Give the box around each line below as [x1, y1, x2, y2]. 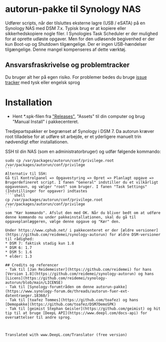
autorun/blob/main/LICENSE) [5, 280, 63, 285]
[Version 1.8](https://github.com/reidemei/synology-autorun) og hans [5, 271, 154, 276]
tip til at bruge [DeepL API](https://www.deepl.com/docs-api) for [5, 310, 148, 316]
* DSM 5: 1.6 [5, 249, 32, 254]
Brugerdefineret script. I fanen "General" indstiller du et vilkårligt [5, 180, 159, 185]
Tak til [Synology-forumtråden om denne [9, 284, 94, 289]
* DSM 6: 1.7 [5, 245, 32, 250]
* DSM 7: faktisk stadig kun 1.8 [5, 240, 74, 246]
